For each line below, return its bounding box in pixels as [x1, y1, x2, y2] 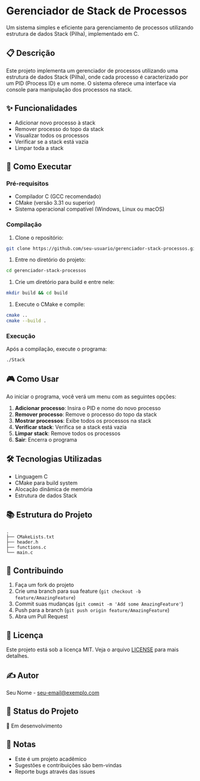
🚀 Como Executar [6, 161, 72, 171]
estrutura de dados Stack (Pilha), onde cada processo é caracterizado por [6, 73, 189, 80]
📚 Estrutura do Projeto [6, 510, 93, 520]
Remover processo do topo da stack [14, 125, 104, 132]
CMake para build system [14, 479, 78, 486]
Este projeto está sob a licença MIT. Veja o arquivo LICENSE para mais [6, 646, 179, 653]
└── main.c [6, 549, 33, 555]
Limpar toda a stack [14, 144, 64, 151]
